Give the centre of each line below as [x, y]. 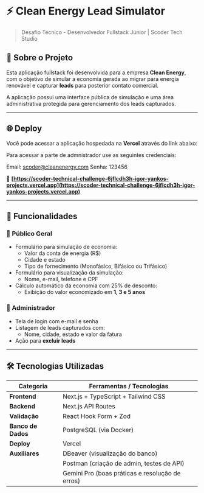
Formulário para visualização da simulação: [69, 273]
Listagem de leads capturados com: [60, 327]
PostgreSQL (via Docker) [98, 430]
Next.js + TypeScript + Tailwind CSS [114, 397]
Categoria [33, 386]
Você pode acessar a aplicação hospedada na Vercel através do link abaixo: [102, 143]
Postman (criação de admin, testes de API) [124, 464]
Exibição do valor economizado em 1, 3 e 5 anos [85, 292]
